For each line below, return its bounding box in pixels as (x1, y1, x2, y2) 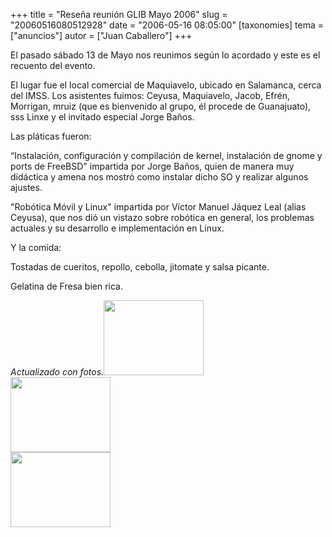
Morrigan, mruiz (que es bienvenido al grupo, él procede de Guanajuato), (10, 100, 312, 112)
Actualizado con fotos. (10, 366, 105, 378)
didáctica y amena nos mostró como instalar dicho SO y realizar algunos (10, 171, 309, 183)
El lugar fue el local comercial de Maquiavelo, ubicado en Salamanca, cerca (10, 79, 322, 91)
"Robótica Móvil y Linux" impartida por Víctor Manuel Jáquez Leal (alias (10, 201, 307, 213)
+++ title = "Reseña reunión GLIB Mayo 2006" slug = (10, 9, 228, 20)
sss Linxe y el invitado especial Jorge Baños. (10, 111, 195, 123)
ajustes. (10, 182, 43, 193)
